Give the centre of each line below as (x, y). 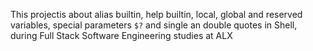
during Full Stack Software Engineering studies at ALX (121, 35)
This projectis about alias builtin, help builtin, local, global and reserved (156, 14)
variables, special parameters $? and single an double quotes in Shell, (154, 25)
